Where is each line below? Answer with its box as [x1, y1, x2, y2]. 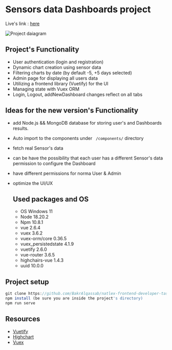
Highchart [12, 334, 34, 340]
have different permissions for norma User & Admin [12, 170, 121, 176]
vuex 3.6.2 [20, 230, 42, 236]
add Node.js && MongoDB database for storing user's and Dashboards [12, 120, 162, 126]
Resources [5, 315, 40, 323]
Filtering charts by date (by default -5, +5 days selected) [12, 69, 132, 76]
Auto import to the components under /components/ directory [12, 135, 144, 141]
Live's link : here [5, 20, 40, 27]
